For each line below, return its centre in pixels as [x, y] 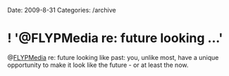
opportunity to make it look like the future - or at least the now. [98, 65]
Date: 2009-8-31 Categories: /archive [62, 10]
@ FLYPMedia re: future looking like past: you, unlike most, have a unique [113, 57]
